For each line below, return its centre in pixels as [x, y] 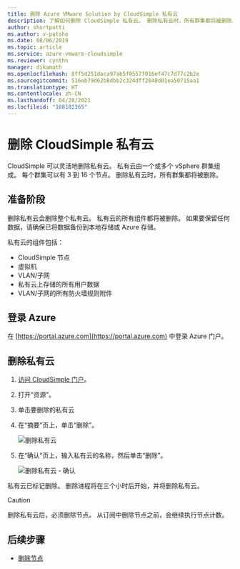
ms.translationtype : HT [43, 87]
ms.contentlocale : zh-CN [44, 94]
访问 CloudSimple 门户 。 [54, 380]
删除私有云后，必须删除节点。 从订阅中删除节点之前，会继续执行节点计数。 [118, 515]
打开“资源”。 [36, 395]
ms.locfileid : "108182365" [47, 107]
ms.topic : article [35, 47]
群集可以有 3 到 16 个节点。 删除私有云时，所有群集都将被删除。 [128, 174]
